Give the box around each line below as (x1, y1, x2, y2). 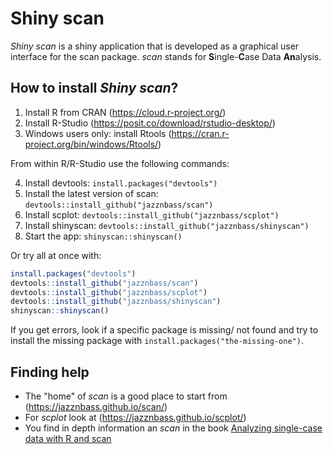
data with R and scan (24, 432, 112, 444)
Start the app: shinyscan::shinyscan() (24, 230, 183, 242)
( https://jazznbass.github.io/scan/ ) (24, 400, 168, 412)
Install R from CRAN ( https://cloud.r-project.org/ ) (24, 106, 227, 118)
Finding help (10, 363, 90, 381)
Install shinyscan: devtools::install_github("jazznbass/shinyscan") (24, 219, 310, 231)
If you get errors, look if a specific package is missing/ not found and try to (10, 324, 319, 336)
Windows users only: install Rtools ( (24, 127, 172, 139)
